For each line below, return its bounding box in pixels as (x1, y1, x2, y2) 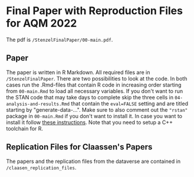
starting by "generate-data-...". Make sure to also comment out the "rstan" (6, 106, 188, 113)
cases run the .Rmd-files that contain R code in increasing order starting (6, 81, 182, 88)
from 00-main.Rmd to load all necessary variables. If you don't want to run (6, 87, 183, 95)
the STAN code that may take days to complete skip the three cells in (6, 93, 174, 101)
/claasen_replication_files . (6, 163, 77, 171)
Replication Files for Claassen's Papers (6, 142, 153, 152)
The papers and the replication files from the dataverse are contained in (6, 158, 181, 165)
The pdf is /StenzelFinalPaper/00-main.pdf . (6, 36, 113, 43)
